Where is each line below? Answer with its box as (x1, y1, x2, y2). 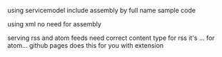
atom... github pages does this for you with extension (7, 41, 164, 49)
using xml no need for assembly (7, 20, 102, 28)
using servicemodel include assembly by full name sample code (7, 6, 196, 14)
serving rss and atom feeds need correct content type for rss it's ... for (7, 33, 216, 42)
